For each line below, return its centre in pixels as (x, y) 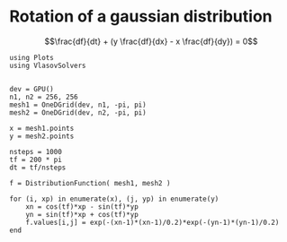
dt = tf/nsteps (38, 168)
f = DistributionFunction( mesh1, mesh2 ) (90, 183)
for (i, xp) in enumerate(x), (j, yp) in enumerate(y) (114, 199)
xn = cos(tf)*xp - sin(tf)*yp (82, 207)
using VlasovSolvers (48, 65)
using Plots (31, 57)
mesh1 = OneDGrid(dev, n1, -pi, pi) (78, 105)
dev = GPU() (31, 89)
